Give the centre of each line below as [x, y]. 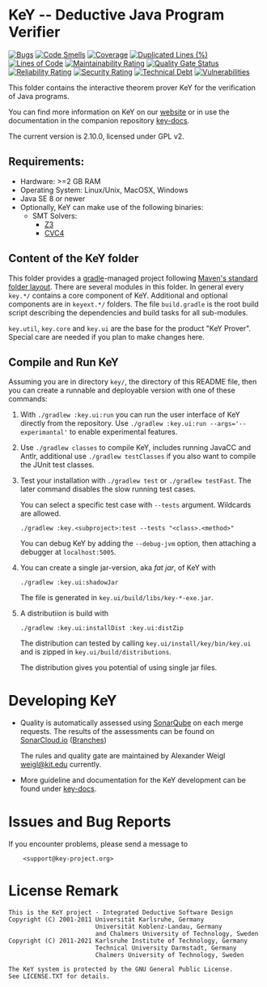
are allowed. [40, 513]
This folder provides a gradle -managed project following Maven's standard [133, 278]
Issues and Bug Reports [90, 822]
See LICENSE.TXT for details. [59, 976]
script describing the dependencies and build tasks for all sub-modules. [128, 312]
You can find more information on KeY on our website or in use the [119, 112]
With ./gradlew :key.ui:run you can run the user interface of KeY [130, 414]
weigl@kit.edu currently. [61, 765]
